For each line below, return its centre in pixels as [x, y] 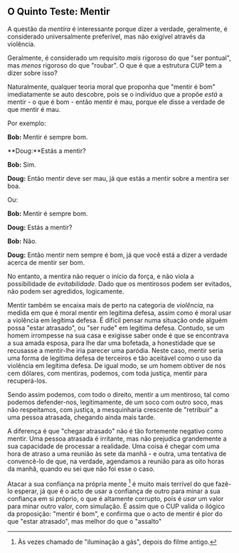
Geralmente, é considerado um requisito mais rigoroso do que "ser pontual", [119, 58]
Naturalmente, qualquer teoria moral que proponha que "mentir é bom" [111, 86]
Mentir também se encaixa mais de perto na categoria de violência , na [111, 305]
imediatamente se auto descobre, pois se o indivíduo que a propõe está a [115, 94]
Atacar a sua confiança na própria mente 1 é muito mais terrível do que [111, 483]
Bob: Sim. [22, 164]
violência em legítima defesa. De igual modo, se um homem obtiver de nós [117, 365]
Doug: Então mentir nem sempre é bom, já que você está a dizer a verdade [117, 255]
